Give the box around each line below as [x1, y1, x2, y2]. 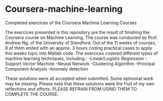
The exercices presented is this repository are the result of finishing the [5, 29, 150, 35]
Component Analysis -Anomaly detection [5, 66, 88, 72]
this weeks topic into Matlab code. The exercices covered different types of [5, 50, 158, 56]
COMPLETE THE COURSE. [5, 91, 59, 97]
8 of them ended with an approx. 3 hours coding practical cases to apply [5, 45, 152, 51]
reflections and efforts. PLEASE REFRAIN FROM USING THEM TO [5, 86, 137, 92]
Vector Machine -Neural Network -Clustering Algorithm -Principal [22, 61, 156, 67]
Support [5, 61, 22, 67]
